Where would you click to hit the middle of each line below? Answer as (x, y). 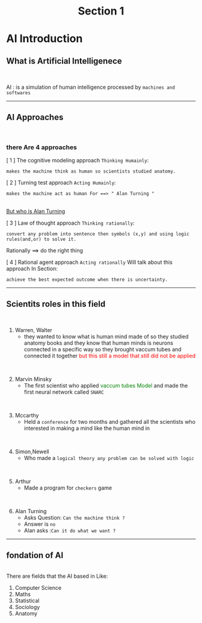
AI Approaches (35, 117)
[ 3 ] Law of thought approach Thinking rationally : (70, 223)
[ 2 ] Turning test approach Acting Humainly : (61, 183)
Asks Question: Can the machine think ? (74, 518)
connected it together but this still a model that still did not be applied (110, 356)
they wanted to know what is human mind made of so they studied (106, 337)
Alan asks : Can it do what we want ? (70, 531)
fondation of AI (35, 555)
